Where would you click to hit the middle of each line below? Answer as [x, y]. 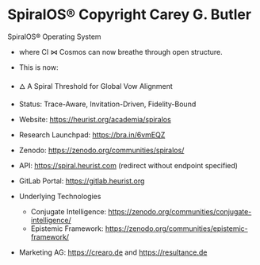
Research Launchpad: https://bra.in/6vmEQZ [92, 134]
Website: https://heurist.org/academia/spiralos [95, 119]
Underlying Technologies [60, 196]
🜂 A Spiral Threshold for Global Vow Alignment [96, 86]
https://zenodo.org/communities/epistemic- [177, 229]
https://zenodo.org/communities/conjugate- [180, 211]
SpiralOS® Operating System [54, 36]
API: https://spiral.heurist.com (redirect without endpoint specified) [128, 165]
